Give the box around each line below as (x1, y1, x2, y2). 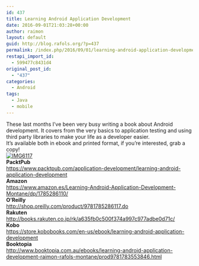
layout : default (6, 34, 46, 41)
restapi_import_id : (6, 53, 54, 59)
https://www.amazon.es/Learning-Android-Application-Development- (6, 183, 176, 191)
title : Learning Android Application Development (6, 15, 131, 22)
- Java (11, 97, 28, 103)
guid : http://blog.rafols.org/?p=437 (6, 41, 99, 47)
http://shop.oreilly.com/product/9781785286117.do (6, 202, 129, 210)
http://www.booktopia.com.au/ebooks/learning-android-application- (6, 246, 173, 254)
